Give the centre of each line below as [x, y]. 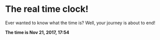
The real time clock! [47, 9]
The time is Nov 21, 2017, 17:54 [37, 32]
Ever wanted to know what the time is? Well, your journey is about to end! [80, 23]
